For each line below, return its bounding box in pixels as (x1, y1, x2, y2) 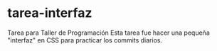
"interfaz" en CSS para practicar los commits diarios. (7, 35, 162, 44)
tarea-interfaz (7, 5, 92, 21)
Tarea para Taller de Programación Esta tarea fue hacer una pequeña (7, 28, 210, 37)
